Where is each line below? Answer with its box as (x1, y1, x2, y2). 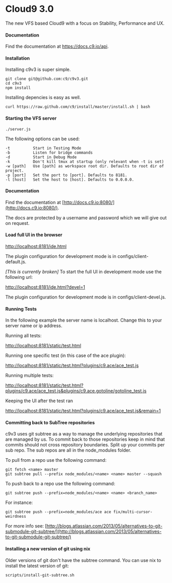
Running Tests (5, 306, 37, 312)
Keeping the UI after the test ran (5, 398, 73, 404)
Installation (5, 55, 30, 61)
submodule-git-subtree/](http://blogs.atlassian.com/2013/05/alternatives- (5, 529, 162, 535)
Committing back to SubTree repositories (5, 419, 95, 425)
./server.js (5, 126, 31, 131)
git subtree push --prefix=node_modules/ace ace (5, 510, 111, 515)
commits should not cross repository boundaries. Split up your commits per (5, 442, 165, 448)
